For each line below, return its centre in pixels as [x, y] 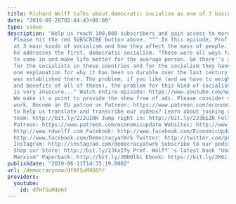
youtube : [26, 183]
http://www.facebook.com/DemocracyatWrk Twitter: [87, 137]
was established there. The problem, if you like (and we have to [113, 79]
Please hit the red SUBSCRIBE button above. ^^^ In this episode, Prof [121, 40]
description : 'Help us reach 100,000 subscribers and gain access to [111, 33]
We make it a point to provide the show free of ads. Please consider [119, 99]
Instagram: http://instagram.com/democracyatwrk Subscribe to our [113, 144]
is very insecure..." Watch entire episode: [80, 92]
